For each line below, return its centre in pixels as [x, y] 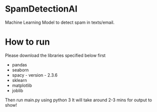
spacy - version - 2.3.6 [35, 75]
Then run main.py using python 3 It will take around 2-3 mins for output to [78, 100]
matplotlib [22, 85]
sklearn [20, 80]
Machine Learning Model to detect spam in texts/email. [60, 22]
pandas [20, 64]
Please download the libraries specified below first [55, 55]
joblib [17, 90]
